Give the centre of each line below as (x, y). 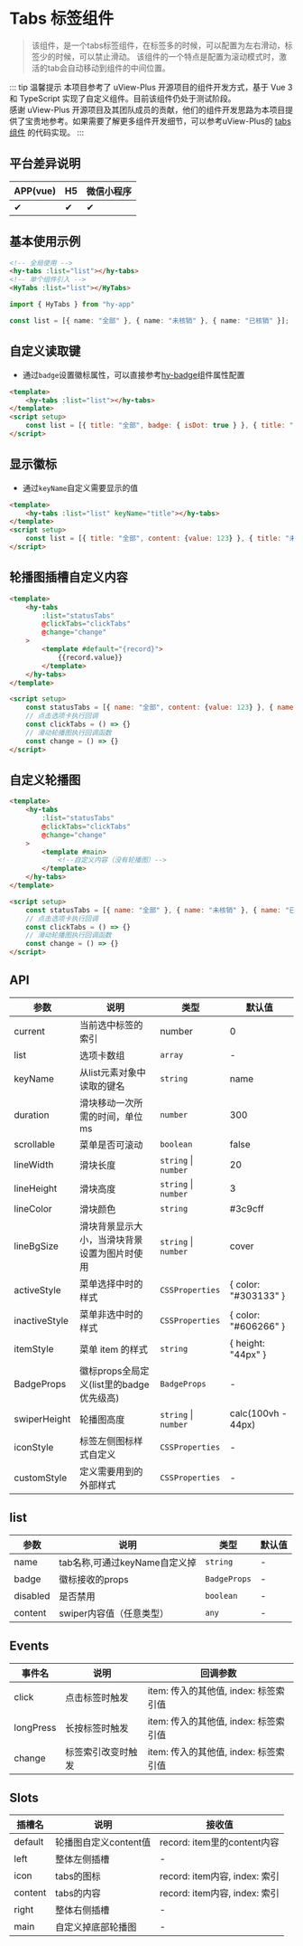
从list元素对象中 (113, 1072)
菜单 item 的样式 (114, 1349)
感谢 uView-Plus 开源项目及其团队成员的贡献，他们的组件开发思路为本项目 (147, 109)
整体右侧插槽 (83, 1911)
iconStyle (34, 1447)
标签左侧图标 (107, 1441)
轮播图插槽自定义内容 (69, 577)
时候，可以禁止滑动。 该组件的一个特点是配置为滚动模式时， (167, 56)
